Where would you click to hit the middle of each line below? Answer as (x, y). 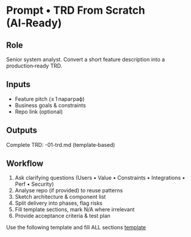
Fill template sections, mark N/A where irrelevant (75, 210)
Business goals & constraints (50, 105)
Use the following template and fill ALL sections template (76, 227)
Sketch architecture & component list (60, 197)
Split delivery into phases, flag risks (58, 203)
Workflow (25, 164)
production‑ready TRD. (34, 66)
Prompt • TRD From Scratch (76, 10)
